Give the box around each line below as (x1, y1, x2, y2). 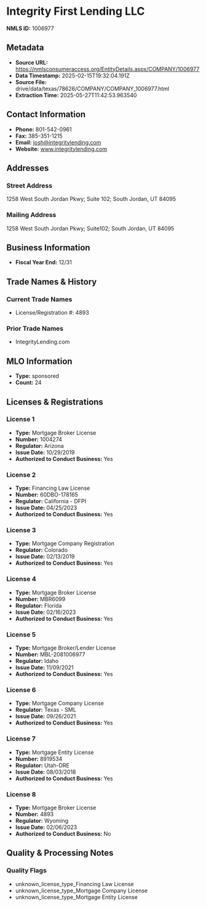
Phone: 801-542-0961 (15, 125, 72, 133)
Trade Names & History (6, 277, 97, 287)
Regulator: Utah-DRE (15, 761, 69, 769)
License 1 (6, 415, 35, 423)
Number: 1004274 (15, 435, 63, 443)
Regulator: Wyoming (15, 817, 69, 824)
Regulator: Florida (15, 602, 62, 609)
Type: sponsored (15, 372, 60, 380)
